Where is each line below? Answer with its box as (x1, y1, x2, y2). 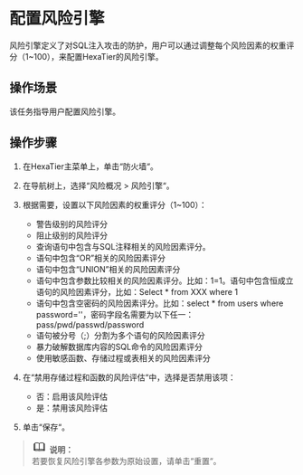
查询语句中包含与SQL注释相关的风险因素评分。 (35, 241, 211, 252)
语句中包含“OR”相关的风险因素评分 (35, 252, 166, 263)
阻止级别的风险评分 (35, 230, 109, 241)
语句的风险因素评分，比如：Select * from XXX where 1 (35, 286, 238, 297)
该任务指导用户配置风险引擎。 (9, 106, 120, 117)
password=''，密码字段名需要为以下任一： (35, 309, 194, 319)
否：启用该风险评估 (35, 391, 109, 402)
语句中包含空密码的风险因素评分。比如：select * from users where (35, 298, 284, 309)
